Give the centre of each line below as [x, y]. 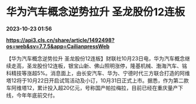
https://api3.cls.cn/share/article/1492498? [61, 40]
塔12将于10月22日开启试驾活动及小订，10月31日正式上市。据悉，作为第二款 [97, 80]
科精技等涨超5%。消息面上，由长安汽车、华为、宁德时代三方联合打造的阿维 [98, 73]
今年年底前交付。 [37, 95]
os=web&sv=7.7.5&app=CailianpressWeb [58, 46]
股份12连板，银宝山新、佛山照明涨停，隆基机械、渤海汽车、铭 [112, 66]
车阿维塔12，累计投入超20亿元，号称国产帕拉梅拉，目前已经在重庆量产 [92, 88]
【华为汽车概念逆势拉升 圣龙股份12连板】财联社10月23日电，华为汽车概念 [95, 58]
